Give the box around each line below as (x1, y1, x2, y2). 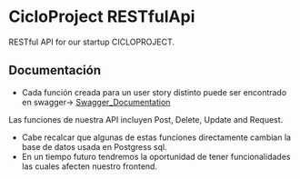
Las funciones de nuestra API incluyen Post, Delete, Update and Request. (8, 114, 284, 124)
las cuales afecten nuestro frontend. (21, 161, 158, 172)
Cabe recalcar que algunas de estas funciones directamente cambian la (21, 132, 292, 143)
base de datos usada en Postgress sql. (21, 141, 167, 152)
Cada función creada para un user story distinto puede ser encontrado (21, 86, 287, 97)
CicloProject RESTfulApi (8, 6, 195, 27)
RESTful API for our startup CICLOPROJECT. (8, 36, 175, 47)
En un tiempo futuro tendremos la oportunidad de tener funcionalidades (21, 151, 291, 162)
